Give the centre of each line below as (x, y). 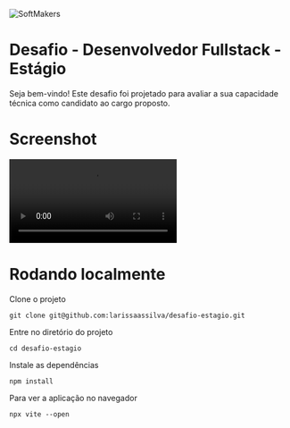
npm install (31, 381)
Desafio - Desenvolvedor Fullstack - (145, 50)
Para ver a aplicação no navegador (74, 398)
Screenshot (53, 139)
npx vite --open (39, 414)
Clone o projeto (38, 298)
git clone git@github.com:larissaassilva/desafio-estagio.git (127, 315)
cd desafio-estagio (46, 348)
